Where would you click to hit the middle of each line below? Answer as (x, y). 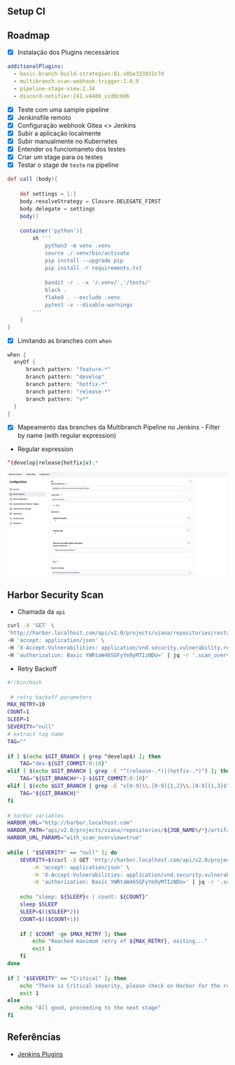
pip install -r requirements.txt (93, 268)
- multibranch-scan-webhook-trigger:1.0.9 (76, 81)
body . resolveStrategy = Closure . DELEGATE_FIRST (90, 201)
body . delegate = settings (58, 209)
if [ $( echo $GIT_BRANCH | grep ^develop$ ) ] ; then (84, 756)
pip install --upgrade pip (84, 260)
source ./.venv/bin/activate (87, 253)
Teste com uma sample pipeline (63, 109)
